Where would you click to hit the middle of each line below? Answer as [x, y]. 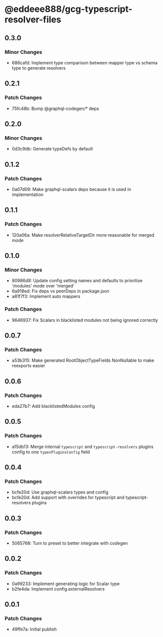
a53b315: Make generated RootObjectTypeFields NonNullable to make [83, 360]
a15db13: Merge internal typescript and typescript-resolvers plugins [82, 446]
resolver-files [33, 20]
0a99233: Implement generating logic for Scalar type [66, 584]
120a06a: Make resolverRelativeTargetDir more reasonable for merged [83, 235]
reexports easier [28, 366]
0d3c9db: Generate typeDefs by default [52, 149]
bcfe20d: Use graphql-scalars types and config [60, 492]
